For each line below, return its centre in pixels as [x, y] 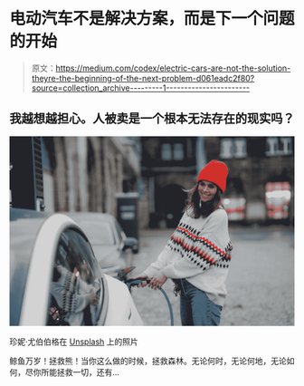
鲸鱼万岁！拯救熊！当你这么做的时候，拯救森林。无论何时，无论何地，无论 [148, 361]
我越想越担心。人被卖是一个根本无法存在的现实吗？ [152, 119]
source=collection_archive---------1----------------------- [141, 88]
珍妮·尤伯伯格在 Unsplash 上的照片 [74, 342]
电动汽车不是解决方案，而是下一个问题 [152, 19]
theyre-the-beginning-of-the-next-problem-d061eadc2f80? [143, 78]
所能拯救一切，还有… [80, 372]
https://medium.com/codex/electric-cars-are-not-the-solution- [173, 68]
